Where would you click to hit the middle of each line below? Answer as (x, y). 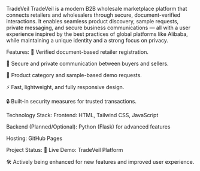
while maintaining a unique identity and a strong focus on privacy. (87, 40)
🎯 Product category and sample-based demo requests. (74, 75)
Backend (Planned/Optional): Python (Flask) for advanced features (88, 127)
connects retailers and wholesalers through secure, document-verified (93, 15)
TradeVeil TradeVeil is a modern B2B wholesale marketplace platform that (97, 9)
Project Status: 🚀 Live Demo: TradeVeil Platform (65, 150)
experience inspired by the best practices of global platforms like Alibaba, (97, 34)
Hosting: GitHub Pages (34, 138)
